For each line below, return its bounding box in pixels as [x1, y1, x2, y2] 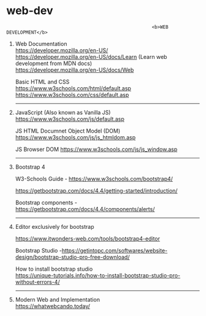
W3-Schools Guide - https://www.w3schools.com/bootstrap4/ [15, 175, 174, 182]
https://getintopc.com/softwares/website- [61, 247, 168, 254]
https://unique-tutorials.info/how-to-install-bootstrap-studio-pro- [15, 271, 181, 279]
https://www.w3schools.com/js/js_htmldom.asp [15, 133, 136, 141]
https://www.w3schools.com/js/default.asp [15, 115, 124, 123]
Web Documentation [15, 40, 67, 47]
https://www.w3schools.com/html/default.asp [15, 84, 132, 92]
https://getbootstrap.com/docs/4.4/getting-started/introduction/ [15, 187, 178, 194]
